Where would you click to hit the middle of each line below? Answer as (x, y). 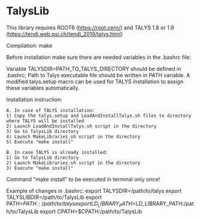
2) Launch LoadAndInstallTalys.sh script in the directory (81, 126)
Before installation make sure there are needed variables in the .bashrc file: (99, 57)
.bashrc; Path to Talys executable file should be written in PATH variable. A (98, 75)
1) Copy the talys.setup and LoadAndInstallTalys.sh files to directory (99, 116)
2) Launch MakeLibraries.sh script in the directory (73, 163)
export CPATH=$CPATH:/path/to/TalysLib (91, 211)
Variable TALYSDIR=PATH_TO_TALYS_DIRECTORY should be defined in (94, 69)
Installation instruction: (34, 99)
